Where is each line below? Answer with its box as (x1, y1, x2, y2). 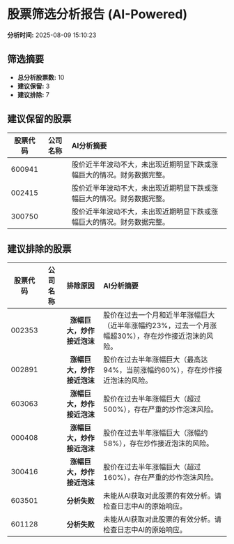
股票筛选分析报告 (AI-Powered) (7, 6, 188, 22)
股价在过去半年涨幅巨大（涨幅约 (103, 428, 208, 438)
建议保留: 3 (17, 82, 50, 90)
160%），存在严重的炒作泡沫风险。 (103, 473, 218, 483)
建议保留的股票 (7, 113, 72, 125)
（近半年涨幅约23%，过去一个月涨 (103, 321, 217, 330)
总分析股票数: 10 (17, 73, 65, 81)
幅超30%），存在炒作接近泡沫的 (103, 331, 207, 341)
